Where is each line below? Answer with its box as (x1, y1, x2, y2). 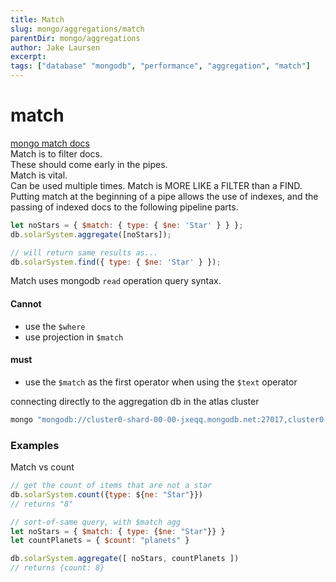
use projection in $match (24, 331, 124, 343)
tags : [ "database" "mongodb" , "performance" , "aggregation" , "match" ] (10, 61, 311, 71)
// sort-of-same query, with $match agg (10, 517, 182, 527)
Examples (10, 438, 60, 452)
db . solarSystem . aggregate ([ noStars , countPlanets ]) (10, 554, 240, 564)
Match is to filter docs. (10, 147, 103, 160)
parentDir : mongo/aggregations (10, 33, 141, 43)
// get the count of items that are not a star (10, 481, 213, 491)
